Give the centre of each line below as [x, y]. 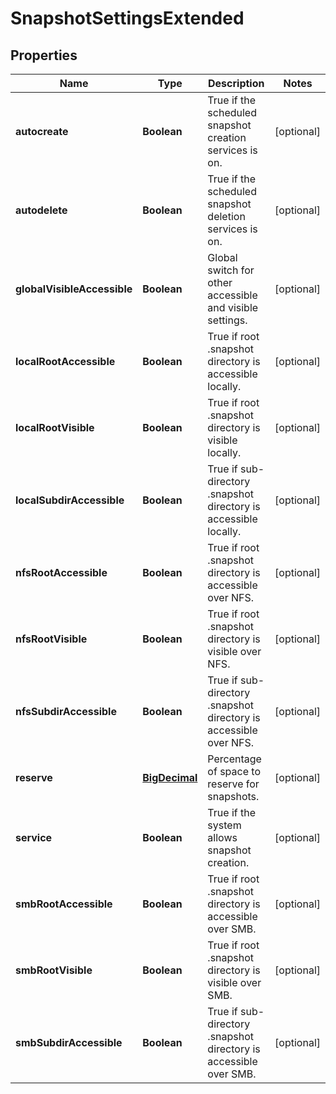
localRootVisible [55, 427]
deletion [226, 216]
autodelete [41, 210]
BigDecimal [170, 777]
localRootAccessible [65, 361]
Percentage [234, 759]
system [224, 825]
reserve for [233, 784]
